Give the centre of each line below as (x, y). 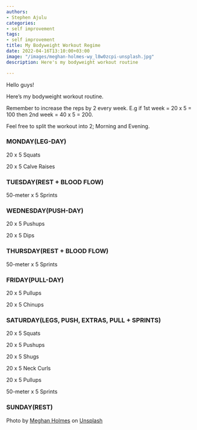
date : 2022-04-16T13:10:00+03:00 (48, 51)
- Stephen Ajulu (26, 17)
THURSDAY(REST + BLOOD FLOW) (58, 251)
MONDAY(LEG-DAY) (36, 142)
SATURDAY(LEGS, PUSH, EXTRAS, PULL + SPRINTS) (83, 320)
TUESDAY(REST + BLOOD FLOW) (55, 182)
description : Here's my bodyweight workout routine (72, 62)
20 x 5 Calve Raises (31, 166)
